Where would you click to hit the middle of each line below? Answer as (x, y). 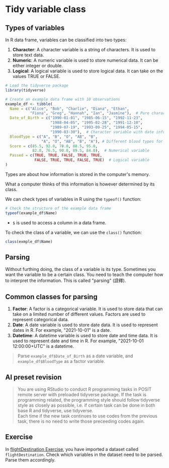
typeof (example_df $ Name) (31, 213)
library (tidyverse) (26, 90)
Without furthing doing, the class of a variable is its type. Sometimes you (80, 269)
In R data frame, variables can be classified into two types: (66, 40)
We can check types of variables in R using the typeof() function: (73, 199)
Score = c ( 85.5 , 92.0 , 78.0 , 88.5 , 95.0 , (54, 146)
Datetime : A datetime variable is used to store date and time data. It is (85, 336)
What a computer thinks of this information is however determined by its (80, 184)
